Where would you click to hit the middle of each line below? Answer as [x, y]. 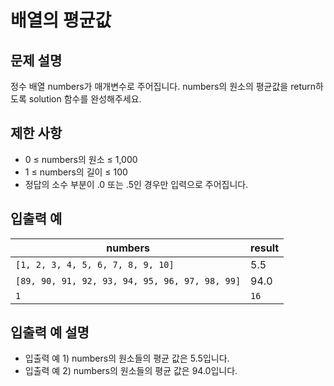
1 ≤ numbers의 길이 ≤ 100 [76, 172]
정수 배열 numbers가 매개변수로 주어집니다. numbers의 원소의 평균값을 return [163, 86]
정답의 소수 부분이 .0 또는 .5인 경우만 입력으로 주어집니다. [136, 184]
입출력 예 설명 [50, 332]
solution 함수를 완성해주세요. [85, 99]
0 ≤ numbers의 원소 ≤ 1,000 [81, 159]
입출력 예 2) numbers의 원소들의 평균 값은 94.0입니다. [131, 371]
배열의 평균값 [61, 20]
